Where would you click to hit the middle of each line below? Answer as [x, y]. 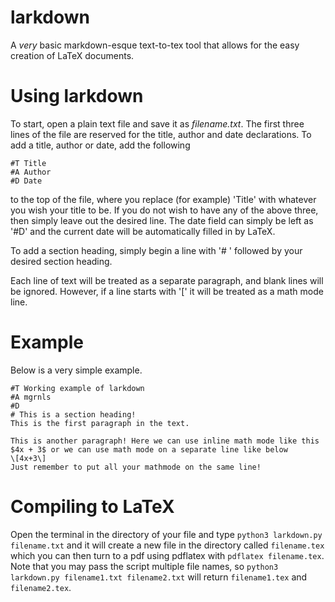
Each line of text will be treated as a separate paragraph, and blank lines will [167, 280]
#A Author [31, 172]
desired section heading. [61, 261]
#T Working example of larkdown [77, 388]
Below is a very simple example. [76, 370]
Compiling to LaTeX [92, 507]
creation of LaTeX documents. [72, 55]
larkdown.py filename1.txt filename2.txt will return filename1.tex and [159, 577]
